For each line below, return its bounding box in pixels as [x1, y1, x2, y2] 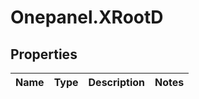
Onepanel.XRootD [10, 6, 164, 29]
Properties [10, 46, 78, 63]
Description [88, 76, 145, 89]
